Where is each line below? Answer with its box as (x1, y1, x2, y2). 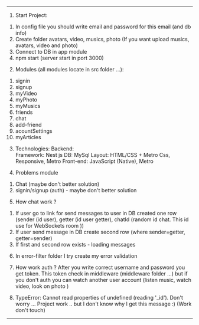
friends (15, 109, 33, 116)
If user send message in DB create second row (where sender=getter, (15, 228, 185, 235)
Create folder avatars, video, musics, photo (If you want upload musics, (15, 36, 190, 42)
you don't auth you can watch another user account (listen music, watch (15, 277, 191, 283)
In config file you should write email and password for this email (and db (15, 23, 191, 30)
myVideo (15, 90, 37, 97)
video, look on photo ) (15, 283, 69, 290)
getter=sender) (15, 235, 53, 242)
